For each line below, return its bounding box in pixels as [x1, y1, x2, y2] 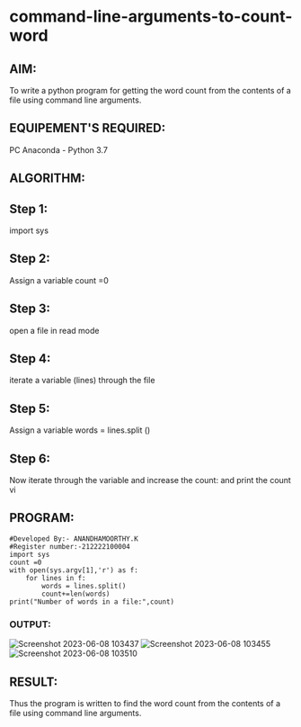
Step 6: [9, 451, 51, 466]
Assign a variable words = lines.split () [9, 425, 151, 435]
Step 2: [9, 251, 51, 266]
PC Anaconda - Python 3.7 [9, 144, 108, 155]
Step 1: [9, 201, 49, 217]
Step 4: [9, 351, 51, 366]
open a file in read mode [9, 325, 100, 336]
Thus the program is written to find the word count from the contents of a [9, 698, 281, 708]
